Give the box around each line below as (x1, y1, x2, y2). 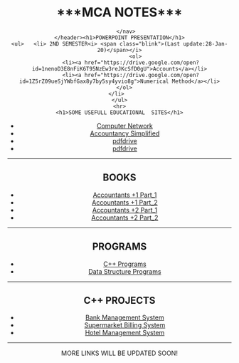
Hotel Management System (85, 329, 165, 337)
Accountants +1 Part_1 (92, 190, 157, 199)
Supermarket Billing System (84, 321, 166, 329)
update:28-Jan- (183, 40, 228, 47)
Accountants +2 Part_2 (91, 213, 159, 222)
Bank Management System (85, 313, 165, 322)
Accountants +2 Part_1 (92, 205, 158, 214)
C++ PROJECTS (83, 294, 156, 307)
